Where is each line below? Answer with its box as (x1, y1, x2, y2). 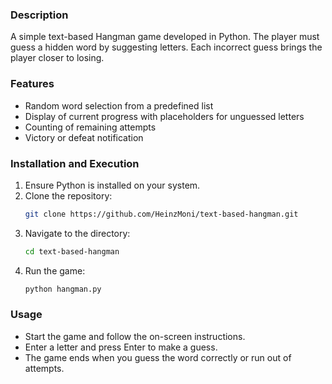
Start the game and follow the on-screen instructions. (24, 330, 246, 342)
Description (10, 8, 69, 22)
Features (10, 77, 55, 91)
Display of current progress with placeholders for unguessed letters (24, 110, 305, 122)
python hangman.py (24, 284, 102, 294)
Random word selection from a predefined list (24, 99, 214, 112)
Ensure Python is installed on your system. (24, 179, 201, 191)
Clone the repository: (24, 189, 113, 202)
